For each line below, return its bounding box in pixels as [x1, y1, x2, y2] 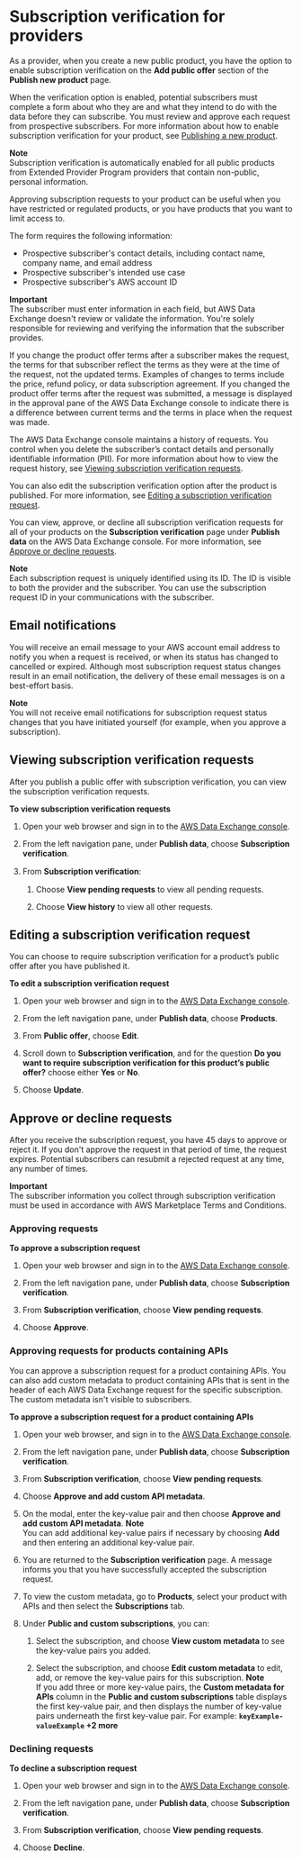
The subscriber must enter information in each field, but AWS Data [9, 304, 256, 314]
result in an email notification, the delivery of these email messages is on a [9, 670, 286, 681]
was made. [9, 416, 50, 427]
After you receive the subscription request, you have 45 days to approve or [9, 1135, 288, 1146]
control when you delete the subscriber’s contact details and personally [9, 443, 274, 454]
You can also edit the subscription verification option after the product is [9, 480, 278, 491]
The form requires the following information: [9, 230, 173, 240]
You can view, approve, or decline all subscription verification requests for [9, 516, 284, 528]
